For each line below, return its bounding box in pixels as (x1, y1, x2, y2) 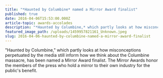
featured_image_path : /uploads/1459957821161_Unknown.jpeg (5, 29, 127, 34)
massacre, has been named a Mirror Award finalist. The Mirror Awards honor (5, 57, 158, 63)
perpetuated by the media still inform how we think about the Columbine (5, 52, 149, 58)
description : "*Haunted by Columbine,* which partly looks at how (5, 25, 142, 30)
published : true (5, 12, 38, 16)
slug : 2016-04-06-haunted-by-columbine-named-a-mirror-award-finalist (5, 34, 151, 39)
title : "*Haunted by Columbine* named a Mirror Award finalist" (5, 7, 138, 12)
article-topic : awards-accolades (5, 20, 73, 26)
